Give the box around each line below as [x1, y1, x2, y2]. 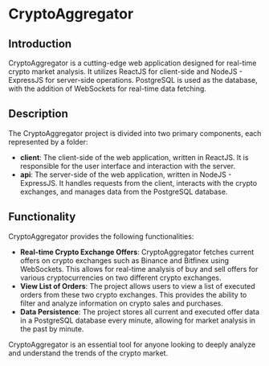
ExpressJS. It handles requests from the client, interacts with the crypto [19, 178, 258, 187]
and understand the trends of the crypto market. [8, 347, 169, 358]
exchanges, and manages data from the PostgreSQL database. [19, 187, 228, 196]
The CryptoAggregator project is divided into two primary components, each [8, 128, 262, 138]
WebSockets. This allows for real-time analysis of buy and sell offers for [19, 264, 259, 273]
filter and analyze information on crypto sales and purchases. [19, 298, 223, 308]
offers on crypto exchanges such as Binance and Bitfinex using [19, 255, 230, 265]
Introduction [8, 37, 72, 51]
